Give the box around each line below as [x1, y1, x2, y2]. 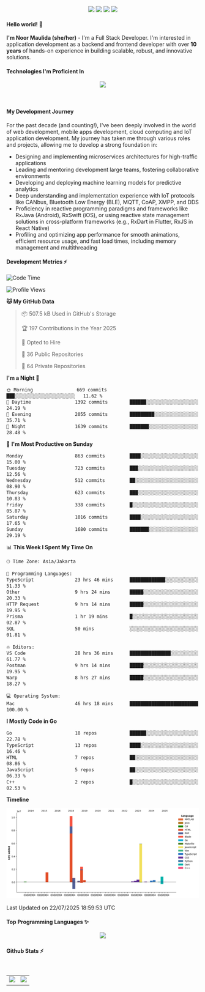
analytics [15, 185, 39, 193]
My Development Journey [6, 108, 74, 115]
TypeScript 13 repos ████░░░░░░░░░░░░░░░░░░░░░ [6, 742, 199, 749]
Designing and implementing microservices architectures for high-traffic [15, 153, 198, 160]
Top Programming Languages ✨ [6, 918, 89, 925]
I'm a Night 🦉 [6, 374, 40, 382]
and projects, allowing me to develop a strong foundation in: [6, 141, 158, 148]
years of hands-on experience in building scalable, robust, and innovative [6, 47, 193, 54]
